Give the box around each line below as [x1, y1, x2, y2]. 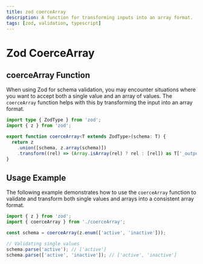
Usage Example [6, 173, 66, 183]
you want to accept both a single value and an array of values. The [6, 92, 172, 100]
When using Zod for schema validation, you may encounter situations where [6, 86, 196, 94]
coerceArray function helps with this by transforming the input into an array [6, 99, 193, 106]
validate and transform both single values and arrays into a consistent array [6, 195, 195, 202]
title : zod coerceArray [6, 8, 66, 15]
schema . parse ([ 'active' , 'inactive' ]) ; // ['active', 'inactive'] [6, 252, 177, 258]
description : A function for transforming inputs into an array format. [6, 14, 193, 21]
